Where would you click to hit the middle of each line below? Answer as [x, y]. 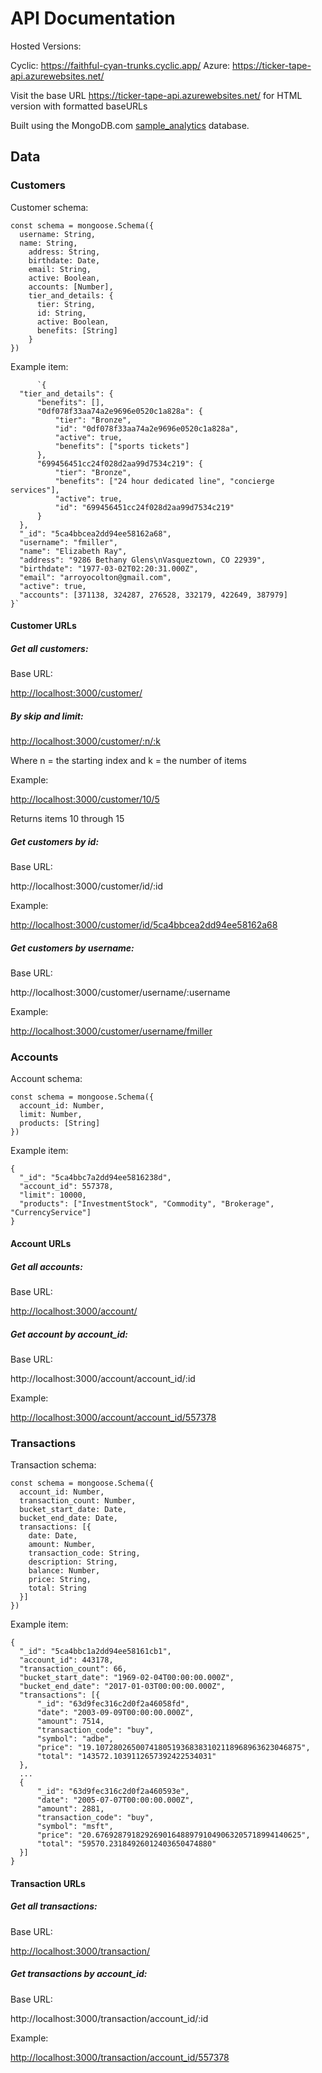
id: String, [61, 313]
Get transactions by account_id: [79, 1974]
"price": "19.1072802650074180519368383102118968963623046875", [173, 1748]
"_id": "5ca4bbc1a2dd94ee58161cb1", [95, 1652]
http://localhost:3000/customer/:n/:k [86, 741]
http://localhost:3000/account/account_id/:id [103, 1378]
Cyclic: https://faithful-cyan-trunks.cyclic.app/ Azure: [120, 65]
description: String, [73, 1562]
